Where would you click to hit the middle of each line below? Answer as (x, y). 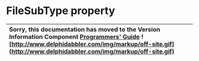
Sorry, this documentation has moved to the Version (85, 29)
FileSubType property (61, 11)
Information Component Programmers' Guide (75, 36)
